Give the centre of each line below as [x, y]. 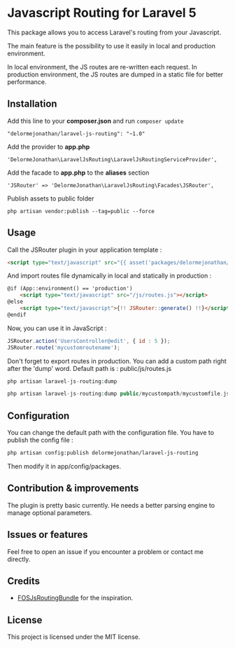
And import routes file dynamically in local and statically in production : [109, 276]
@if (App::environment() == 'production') [70, 289]
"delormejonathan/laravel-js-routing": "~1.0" [76, 134]
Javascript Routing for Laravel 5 [102, 13]
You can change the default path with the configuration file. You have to [111, 433]
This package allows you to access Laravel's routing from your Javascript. [114, 32]
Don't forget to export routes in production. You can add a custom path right [117, 361]
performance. [27, 81]
